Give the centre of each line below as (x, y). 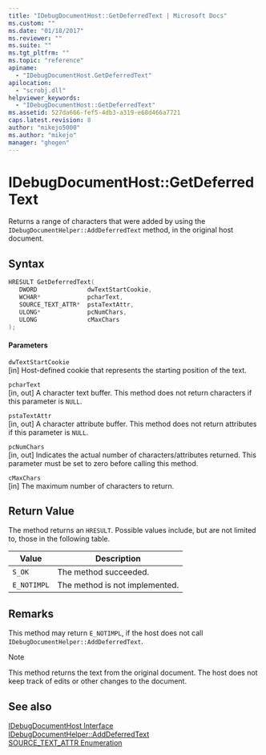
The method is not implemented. (118, 585)
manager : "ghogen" (39, 142)
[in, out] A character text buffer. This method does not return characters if (130, 392)
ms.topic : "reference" (46, 61)
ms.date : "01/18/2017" (46, 30)
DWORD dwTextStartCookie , (85, 290)
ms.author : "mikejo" (43, 135)
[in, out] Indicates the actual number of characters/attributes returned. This (132, 455)
